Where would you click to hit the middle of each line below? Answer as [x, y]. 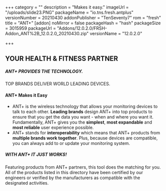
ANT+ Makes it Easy [27, 95]
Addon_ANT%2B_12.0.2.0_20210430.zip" [47, 33]
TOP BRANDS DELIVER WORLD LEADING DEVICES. [58, 84]
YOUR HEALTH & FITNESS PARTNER [61, 59]
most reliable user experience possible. [53, 127]
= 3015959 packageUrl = [30, 28]
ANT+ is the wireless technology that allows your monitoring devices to [85, 106]
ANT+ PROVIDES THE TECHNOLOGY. [44, 71]
